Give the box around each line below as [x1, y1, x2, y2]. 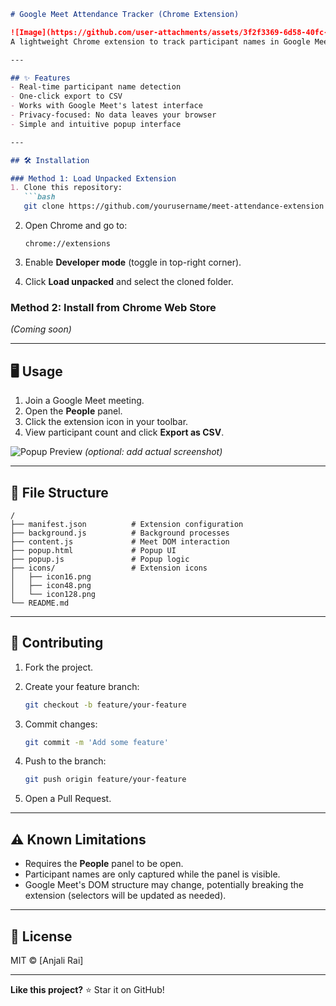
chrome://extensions [24, 239, 111, 249]
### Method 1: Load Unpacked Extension [10, 173, 177, 184]
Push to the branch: [24, 755, 107, 767]
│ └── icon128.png [10, 589, 97, 599]
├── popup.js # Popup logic [10, 554, 190, 564]
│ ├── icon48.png [10, 580, 92, 590]
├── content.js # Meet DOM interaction [10, 536, 230, 547]
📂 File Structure [10, 484, 109, 501]
